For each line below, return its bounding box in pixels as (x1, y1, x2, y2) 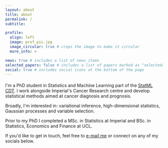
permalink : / (5, 16, 32, 21)
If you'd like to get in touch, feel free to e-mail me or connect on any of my (5, 133, 158, 139)
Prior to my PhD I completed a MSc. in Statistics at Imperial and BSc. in (5, 118, 151, 124)
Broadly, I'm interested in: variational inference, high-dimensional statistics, (5, 103, 160, 109)
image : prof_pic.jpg (9, 39, 52, 45)
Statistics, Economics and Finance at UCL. (5, 123, 92, 129)
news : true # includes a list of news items (5, 58, 99, 63)
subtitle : (5, 21, 26, 26)
